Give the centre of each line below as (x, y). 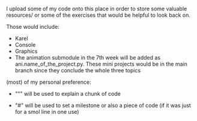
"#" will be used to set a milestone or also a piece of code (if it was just (103, 105)
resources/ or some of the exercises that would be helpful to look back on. (98, 15)
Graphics (26, 51)
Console (25, 45)
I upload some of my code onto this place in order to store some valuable (97, 9)
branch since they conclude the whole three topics (78, 70)
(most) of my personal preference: (49, 82)
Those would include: (33, 27)
